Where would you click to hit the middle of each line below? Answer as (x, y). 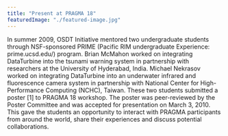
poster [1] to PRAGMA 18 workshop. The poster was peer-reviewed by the (111, 97)
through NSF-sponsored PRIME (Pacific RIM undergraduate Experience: (109, 46)
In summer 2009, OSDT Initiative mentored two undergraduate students (108, 39)
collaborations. (28, 126)
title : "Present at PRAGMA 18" (52, 13)
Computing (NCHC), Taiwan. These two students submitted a (132, 90)
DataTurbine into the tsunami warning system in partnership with (98, 61)
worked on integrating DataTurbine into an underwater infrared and (102, 75)
